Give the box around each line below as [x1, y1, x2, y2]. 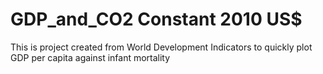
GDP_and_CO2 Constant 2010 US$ [10, 8, 303, 31]
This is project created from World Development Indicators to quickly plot [10, 41, 313, 53]
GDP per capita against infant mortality [10, 51, 171, 63]
